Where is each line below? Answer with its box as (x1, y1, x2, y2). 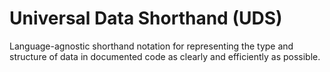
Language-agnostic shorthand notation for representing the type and (9, 40, 294, 52)
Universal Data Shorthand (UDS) (9, 7, 283, 30)
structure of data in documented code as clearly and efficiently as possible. (9, 50, 321, 62)
